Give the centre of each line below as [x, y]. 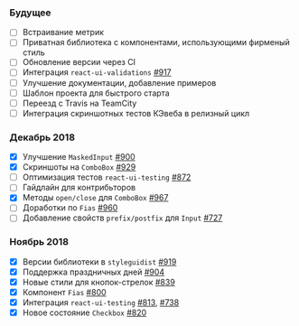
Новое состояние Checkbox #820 [84, 312]
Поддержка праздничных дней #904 [93, 272]
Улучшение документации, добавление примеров [119, 82]
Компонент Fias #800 [64, 293]
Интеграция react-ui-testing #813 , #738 [101, 303]
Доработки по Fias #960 [70, 208]
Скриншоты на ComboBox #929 [79, 167]
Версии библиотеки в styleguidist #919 [99, 261]
